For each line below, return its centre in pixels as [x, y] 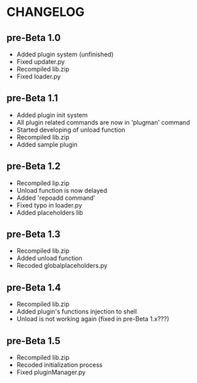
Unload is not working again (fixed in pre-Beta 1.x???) [93, 319]
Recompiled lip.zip [43, 183]
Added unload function [49, 258]
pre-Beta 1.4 [34, 288]
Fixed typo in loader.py [49, 205]
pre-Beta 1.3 [34, 234]
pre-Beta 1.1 [32, 98]
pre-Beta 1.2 [34, 166]
